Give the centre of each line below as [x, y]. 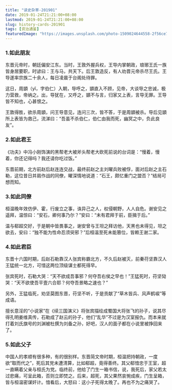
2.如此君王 [18, 140]
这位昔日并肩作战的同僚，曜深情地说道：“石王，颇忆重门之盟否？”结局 [88, 175]
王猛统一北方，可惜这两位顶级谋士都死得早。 [52, 265]
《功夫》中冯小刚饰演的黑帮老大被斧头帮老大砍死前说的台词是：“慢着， [80, 152]
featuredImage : [21, 34]
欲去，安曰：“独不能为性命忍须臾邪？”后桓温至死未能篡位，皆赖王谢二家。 [84, 232]
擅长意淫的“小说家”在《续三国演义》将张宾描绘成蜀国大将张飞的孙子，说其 [84, 311]
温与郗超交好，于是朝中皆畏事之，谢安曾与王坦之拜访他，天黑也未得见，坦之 [86, 225]
